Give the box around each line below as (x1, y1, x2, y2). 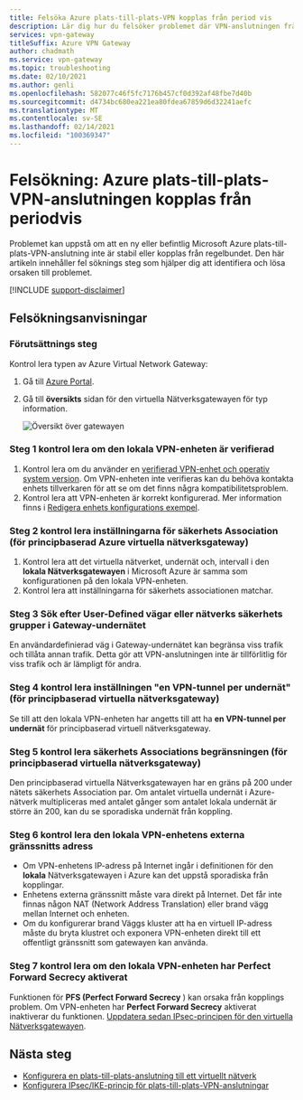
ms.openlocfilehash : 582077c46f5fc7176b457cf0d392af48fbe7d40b (9, 89, 252, 98)
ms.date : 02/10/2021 (9, 72, 87, 81)
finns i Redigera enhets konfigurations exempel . (22, 502, 200, 512)
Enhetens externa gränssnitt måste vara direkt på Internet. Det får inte (22, 889, 282, 900)
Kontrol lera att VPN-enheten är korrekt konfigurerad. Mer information (22, 492, 282, 503)
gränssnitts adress (9, 840, 94, 852)
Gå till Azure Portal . (22, 376, 95, 387)
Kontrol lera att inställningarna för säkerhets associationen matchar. (22, 585, 273, 597)
